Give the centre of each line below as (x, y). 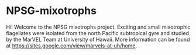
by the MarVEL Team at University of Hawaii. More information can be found (98, 39)
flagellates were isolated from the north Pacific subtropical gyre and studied (97, 33)
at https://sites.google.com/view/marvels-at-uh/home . (72, 46)
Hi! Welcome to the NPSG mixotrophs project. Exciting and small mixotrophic (98, 27)
